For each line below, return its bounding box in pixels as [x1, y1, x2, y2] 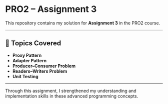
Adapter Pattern [12, 57, 46, 63]
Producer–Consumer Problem [12, 63, 76, 69]
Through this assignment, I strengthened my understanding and [5, 88, 136, 94]
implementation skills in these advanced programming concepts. [5, 93, 138, 99]
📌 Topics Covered [5, 39, 61, 48]
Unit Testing [12, 73, 38, 79]
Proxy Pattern [12, 52, 42, 58]
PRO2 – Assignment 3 [5, 3, 97, 15]
